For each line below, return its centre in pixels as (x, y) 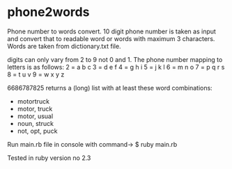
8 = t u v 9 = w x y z (36, 74)
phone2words (48, 12)
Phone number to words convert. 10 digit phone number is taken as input (111, 31)
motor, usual (35, 116)
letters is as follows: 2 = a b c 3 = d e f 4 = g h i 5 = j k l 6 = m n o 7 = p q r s (116, 67)
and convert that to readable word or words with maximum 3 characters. (111, 38)
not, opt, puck (37, 131)
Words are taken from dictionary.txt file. (64, 46)
